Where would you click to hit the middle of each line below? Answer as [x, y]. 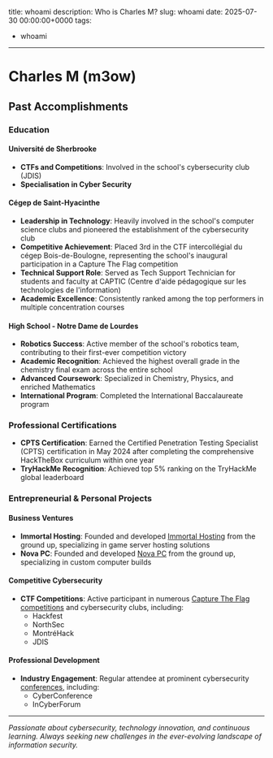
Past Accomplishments [68, 106]
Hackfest [48, 616]
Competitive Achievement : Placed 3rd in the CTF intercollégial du [131, 246]
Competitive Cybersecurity [56, 581]
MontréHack [53, 633]
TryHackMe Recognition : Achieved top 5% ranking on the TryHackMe [139, 469]
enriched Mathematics [58, 387]
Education [29, 129]
